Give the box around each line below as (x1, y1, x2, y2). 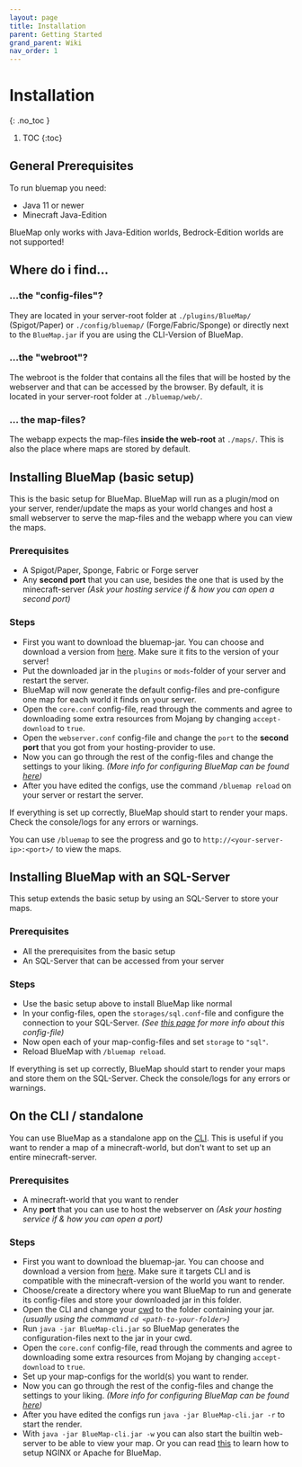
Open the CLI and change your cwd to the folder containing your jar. (22, 1304, 275, 1315)
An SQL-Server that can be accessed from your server (22, 955, 225, 966)
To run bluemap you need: (9, 182, 107, 193)
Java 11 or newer (22, 200, 84, 210)
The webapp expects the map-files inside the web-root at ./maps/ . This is (9, 434, 285, 445)
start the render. (22, 1418, 83, 1430)
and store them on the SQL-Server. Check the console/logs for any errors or (9, 1072, 290, 1084)
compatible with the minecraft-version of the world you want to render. (22, 1275, 285, 1286)
